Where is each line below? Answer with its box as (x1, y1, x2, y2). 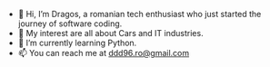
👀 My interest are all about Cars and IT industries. (17, 28, 204, 38)
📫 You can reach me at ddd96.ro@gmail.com (17, 48, 189, 58)
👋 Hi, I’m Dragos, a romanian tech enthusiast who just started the (17, 9, 262, 19)
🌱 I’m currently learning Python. (17, 37, 137, 48)
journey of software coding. (17, 18, 123, 29)
